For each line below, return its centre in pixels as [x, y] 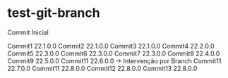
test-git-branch [54, 13]
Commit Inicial [28, 32]
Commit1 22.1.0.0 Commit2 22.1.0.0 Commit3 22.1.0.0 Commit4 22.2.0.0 [111, 46]
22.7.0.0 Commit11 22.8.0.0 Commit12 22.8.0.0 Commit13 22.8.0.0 [102, 68]
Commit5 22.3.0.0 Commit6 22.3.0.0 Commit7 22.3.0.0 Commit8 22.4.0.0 [114, 53]
